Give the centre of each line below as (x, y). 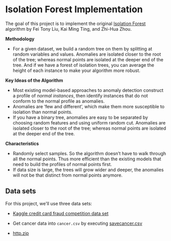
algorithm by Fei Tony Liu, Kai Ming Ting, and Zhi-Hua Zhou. (68, 29)
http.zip (21, 233)
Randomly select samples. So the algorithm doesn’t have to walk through (89, 153)
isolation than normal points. (42, 112)
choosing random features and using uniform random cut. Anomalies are (89, 123)
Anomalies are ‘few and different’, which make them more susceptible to (89, 106)
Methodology (20, 39)
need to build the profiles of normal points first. (62, 164)
